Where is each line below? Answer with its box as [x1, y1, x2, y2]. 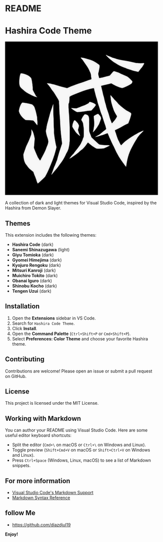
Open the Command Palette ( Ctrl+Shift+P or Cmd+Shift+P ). [12, 331, 131, 336]
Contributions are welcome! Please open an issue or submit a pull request [5, 368, 153, 374]
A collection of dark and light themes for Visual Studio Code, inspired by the [5, 200, 157, 206]
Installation [5, 302, 40, 311]
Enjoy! [5, 531, 18, 537]
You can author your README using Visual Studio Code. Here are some [5, 427, 148, 433]
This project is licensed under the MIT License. [5, 400, 99, 406]
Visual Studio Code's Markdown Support [12, 490, 94, 495]
